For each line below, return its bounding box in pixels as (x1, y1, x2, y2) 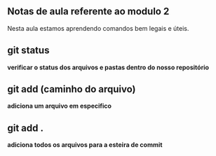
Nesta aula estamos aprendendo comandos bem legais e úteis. (7, 24, 189, 32)
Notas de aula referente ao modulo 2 (7, 6, 170, 17)
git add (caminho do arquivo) (7, 83, 136, 95)
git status (7, 45, 50, 57)
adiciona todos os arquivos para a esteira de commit (7, 141, 163, 149)
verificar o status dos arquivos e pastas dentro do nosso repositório (7, 63, 209, 71)
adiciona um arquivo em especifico (7, 101, 112, 111)
